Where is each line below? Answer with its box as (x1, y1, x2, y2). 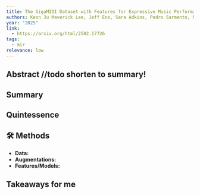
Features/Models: (14, 162, 61, 169)
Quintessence (6, 109, 60, 119)
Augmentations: (14, 156, 57, 163)
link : (6, 25, 20, 32)
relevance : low (6, 48, 44, 54)
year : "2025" (6, 20, 39, 26)
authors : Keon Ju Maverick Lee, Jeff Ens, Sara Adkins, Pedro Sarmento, (6, 14, 190, 20)
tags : (6, 36, 20, 42)
